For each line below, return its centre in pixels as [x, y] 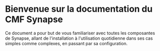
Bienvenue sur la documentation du [79, 9]
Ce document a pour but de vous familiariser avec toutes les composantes [80, 33]
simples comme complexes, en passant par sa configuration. [67, 43]
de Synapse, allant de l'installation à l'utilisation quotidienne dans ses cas [79, 38]
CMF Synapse [34, 19]
